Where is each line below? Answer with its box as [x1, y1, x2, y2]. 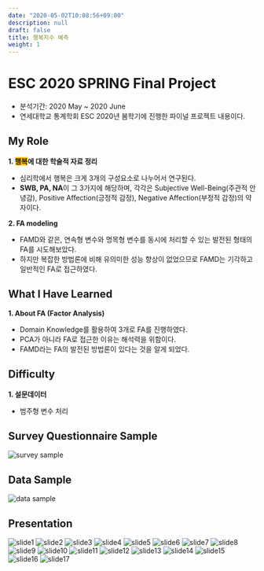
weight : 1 [8, 41, 41, 49]
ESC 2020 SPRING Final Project [8, 75, 217, 93]
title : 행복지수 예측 [8, 33, 69, 42]
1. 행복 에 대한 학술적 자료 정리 [8, 157, 98, 166]
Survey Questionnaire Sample [8, 429, 158, 443]
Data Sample [8, 473, 72, 486]
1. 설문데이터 [8, 389, 47, 399]
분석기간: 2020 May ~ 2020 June [19, 101, 126, 111]
